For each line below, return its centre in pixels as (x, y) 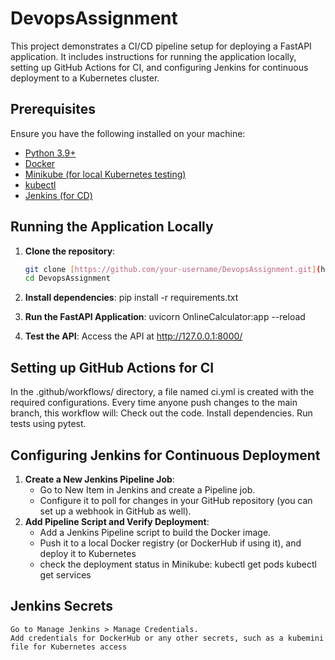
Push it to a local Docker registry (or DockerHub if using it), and (170, 543)
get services (65, 574)
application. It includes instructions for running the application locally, (153, 56)
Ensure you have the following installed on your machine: (128, 133)
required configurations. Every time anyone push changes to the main (154, 403)
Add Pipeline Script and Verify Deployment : (117, 521)
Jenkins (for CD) (58, 195)
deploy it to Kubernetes (88, 553)
